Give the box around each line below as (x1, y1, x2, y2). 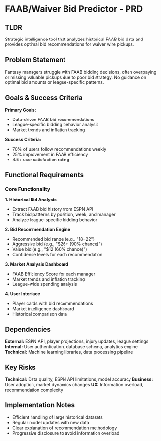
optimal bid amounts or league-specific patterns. (5, 79, 104, 85)
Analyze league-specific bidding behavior (12, 217, 97, 223)
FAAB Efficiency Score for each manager (12, 271, 95, 277)
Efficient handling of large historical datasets (12, 414, 103, 420)
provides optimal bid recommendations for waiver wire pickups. (5, 41, 134, 47)
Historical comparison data (12, 311, 67, 317)
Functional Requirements (5, 171, 84, 179)
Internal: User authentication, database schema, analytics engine (5, 344, 138, 350)
